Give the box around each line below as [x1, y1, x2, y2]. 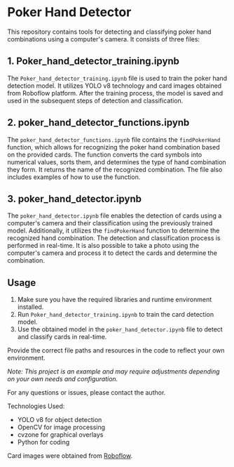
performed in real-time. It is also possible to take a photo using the [7, 242, 200, 250]
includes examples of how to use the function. [7, 173, 141, 181]
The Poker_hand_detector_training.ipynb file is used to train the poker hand [7, 74, 228, 82]
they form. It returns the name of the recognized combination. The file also [7, 165, 223, 173]
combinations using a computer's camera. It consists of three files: [7, 34, 200, 43]
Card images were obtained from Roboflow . [7, 452, 133, 460]
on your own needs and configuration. [7, 375, 118, 383]
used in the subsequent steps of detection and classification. [7, 96, 184, 105]
